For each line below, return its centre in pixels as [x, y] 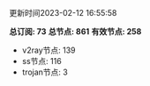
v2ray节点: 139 [49, 50]
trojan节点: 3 [45, 72]
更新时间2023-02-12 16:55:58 [63, 13]
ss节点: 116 [41, 61]
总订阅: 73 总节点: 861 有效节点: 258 [75, 32]
